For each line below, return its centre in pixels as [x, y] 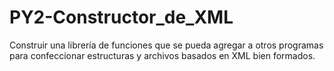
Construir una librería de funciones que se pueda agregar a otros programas [166, 45]
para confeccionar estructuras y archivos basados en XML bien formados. [162, 55]
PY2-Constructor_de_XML [121, 17]
